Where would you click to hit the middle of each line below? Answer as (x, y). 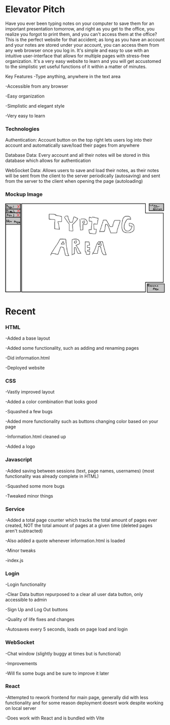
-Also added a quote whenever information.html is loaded (65, 540)
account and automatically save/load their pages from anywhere (72, 145)
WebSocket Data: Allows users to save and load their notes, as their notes (82, 171)
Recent (20, 311)
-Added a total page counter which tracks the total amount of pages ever (81, 520)
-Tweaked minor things (29, 496)
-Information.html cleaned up (36, 437)
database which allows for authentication (48, 160)
